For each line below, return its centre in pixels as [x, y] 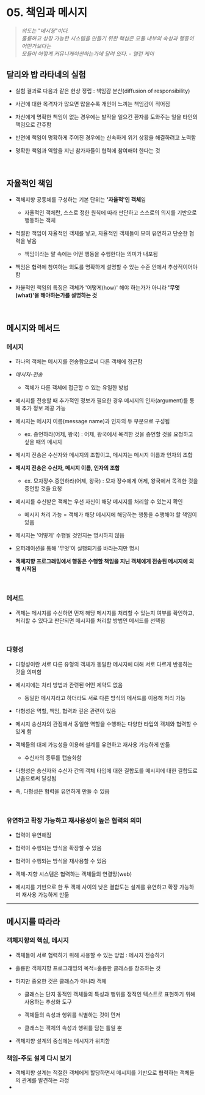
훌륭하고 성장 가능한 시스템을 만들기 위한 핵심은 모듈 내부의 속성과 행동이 [107, 38]
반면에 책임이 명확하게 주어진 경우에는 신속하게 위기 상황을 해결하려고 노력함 [106, 137]
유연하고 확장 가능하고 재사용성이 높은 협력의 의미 [74, 820]
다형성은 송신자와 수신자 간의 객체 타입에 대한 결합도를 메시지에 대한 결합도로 [106, 770]
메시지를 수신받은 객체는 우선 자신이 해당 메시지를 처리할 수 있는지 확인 [99, 502]
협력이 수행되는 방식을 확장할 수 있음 [58, 848]
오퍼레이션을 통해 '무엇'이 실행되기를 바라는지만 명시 [77, 548]
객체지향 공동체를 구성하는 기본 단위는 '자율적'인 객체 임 [81, 199]
